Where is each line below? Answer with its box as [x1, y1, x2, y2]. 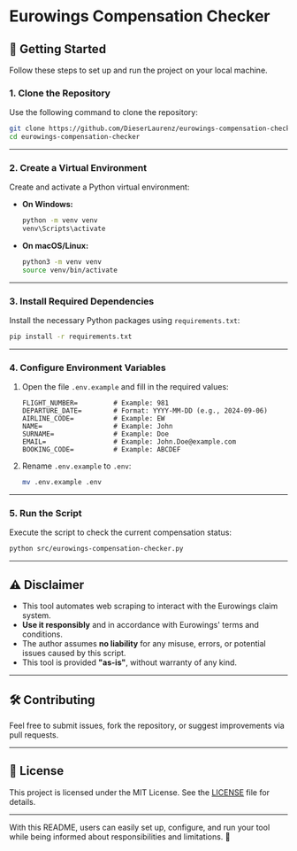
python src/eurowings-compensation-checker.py [9, 545, 184, 553]
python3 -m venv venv [21, 258, 103, 267]
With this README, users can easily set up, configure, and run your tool [9, 822, 270, 832]
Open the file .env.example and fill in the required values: [21, 382, 229, 392]
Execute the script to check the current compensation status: [9, 527, 232, 538]
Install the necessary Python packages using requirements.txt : [9, 315, 240, 326]
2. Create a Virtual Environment [9, 161, 148, 174]
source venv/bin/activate [21, 266, 118, 275]
